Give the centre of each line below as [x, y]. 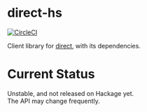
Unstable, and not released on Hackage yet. [71, 93]
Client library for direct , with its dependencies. [74, 45]
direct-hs [35, 13]
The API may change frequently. [54, 101]
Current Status [51, 74]
